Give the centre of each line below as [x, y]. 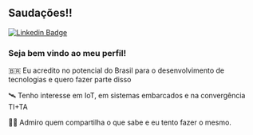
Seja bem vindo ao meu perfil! [67, 53]
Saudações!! [41, 13]
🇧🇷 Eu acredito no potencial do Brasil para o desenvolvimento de [117, 70]
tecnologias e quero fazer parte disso [70, 80]
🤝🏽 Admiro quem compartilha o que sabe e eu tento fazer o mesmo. [120, 122]
